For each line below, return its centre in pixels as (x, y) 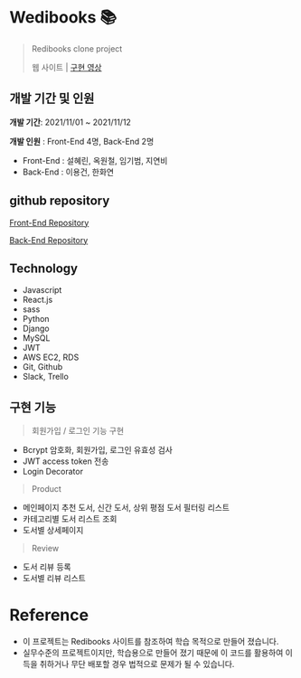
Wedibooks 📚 (63, 18)
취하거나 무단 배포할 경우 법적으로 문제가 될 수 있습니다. (137, 664)
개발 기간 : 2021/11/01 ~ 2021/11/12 (70, 122)
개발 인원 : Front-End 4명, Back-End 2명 (82, 141)
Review (45, 549)
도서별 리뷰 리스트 (54, 579)
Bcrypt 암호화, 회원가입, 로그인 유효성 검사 (98, 450)
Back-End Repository (49, 240)
